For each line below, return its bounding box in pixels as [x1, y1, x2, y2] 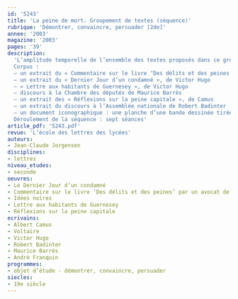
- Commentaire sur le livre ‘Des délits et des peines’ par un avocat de [7, 188, 230, 196]
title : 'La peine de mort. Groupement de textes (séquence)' [7, 17, 192, 24]
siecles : [7, 273, 33, 281]
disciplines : [7, 149, 46, 156]
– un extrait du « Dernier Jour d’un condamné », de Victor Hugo [13, 76, 211, 84]
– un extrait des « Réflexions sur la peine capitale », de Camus [13, 96, 214, 103]
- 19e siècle [7, 281, 46, 288]
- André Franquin [7, 254, 59, 261]
